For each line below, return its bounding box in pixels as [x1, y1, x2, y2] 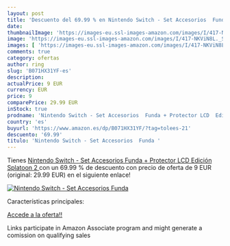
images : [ [7, 42, 36, 49]
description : [7, 73, 44, 81]
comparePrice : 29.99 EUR [7, 99, 78, 106]
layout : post [7, 10, 44, 17]
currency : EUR [7, 86, 48, 93]
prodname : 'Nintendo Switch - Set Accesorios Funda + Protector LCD [7, 112, 210, 119]
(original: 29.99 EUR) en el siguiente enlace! [7, 171, 131, 179]
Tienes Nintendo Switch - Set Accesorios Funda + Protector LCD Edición [7, 156, 212, 164]
